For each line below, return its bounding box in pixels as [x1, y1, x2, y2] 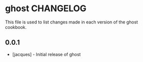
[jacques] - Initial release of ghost [12, 51, 81, 57]
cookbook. [5, 24, 27, 30]
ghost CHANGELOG [5, 3, 87, 14]
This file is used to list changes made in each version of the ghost [5, 19, 138, 25]
